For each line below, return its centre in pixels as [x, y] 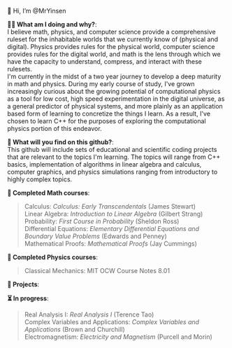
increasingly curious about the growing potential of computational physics [114, 91]
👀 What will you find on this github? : [60, 142]
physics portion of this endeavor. [55, 128]
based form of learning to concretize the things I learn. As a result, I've [109, 113]
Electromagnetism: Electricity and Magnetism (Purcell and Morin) [118, 337]
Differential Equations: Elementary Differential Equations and [112, 229]
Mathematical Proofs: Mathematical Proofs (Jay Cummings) [111, 244]
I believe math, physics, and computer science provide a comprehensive [111, 32]
